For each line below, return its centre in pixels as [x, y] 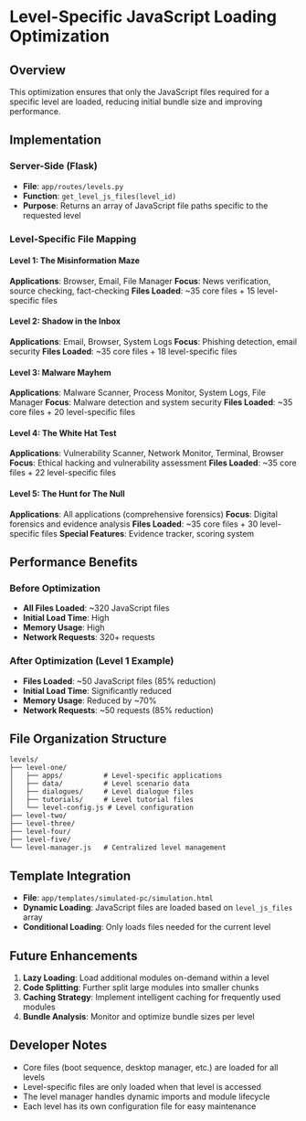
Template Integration [70, 875]
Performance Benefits [74, 563]
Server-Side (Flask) [53, 166]
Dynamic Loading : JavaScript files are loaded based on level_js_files [158, 908]
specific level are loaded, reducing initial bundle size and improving [136, 101]
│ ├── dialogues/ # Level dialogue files [102, 792]
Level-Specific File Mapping [73, 239]
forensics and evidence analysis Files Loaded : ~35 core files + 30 [134, 524]
